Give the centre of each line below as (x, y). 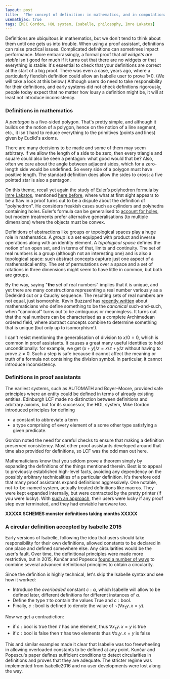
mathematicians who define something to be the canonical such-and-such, (84, 306)
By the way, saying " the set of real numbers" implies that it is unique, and (82, 284)
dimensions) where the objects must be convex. (55, 222)
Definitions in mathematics (39, 111)
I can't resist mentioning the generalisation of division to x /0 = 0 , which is (82, 337)
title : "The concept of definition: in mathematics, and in (71, 15)
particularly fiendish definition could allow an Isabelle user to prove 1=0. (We (85, 76)
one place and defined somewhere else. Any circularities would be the (78, 548)
